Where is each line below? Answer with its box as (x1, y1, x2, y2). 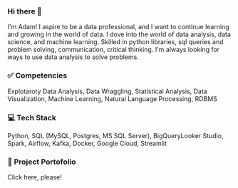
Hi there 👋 (7, 6, 43, 16)
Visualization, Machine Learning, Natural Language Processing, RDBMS (7, 94, 217, 103)
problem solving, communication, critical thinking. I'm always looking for (7, 46, 219, 54)
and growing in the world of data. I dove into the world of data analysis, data (7, 30, 232, 38)
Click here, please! (7, 173, 62, 182)
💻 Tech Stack (7, 113, 57, 122)
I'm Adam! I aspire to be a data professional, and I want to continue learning (7, 23, 229, 31)
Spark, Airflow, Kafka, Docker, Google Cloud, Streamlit (7, 139, 167, 147)
